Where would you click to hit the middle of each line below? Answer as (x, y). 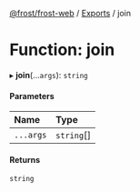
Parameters (32, 96)
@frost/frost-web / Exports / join (70, 13)
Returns (25, 159)
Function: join (62, 50)
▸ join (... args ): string (49, 75)
